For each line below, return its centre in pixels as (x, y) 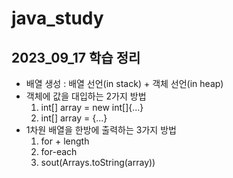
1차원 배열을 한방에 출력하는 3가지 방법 (101, 130)
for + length (65, 141)
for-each (59, 151)
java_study (57, 18)
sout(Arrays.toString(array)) (98, 162)
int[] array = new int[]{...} (92, 107)
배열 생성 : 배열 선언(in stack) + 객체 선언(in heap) (124, 83)
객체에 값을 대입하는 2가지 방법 (86, 96)
